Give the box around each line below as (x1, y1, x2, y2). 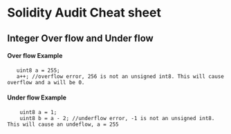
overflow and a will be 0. (7, 79, 85, 86)
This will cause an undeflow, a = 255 (7, 121, 119, 128)
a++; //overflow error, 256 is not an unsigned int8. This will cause (16, 73, 225, 80)
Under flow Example (7, 93, 67, 102)
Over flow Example (7, 52, 63, 60)
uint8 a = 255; (16, 67, 60, 74)
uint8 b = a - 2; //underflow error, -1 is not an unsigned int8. (19, 115, 215, 122)
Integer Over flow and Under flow (7, 32, 154, 44)
